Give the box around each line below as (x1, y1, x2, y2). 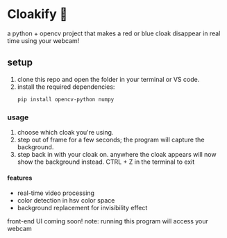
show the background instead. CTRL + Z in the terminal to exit (17, 158, 195, 166)
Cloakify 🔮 (7, 6, 68, 22)
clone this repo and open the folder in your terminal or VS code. (17, 75, 200, 83)
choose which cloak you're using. (17, 128, 114, 136)
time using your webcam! (7, 36, 80, 44)
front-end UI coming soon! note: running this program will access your (7, 217, 208, 226)
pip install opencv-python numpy (17, 96, 115, 103)
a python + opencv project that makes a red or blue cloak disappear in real (7, 29, 221, 37)
